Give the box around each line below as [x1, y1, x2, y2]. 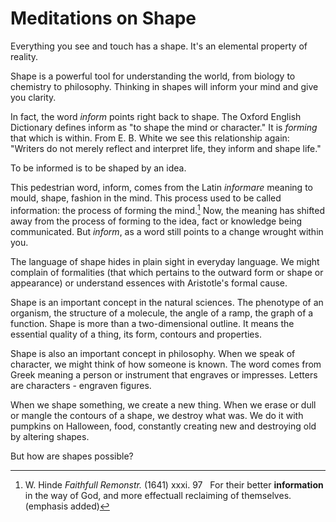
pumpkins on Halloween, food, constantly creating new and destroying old [10, 420, 317, 432]
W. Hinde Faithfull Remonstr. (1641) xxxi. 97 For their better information [24, 478, 324, 491]
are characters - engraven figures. [10, 379, 152, 391]
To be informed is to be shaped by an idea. [10, 162, 187, 174]
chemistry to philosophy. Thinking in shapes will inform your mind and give [10, 80, 319, 92]
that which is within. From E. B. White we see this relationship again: [10, 132, 290, 144]
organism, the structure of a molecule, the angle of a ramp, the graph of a [10, 307, 314, 319]
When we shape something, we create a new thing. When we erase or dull [10, 398, 317, 411]
